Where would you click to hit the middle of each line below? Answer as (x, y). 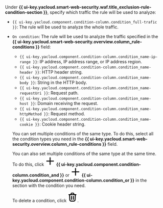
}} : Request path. (61, 93)
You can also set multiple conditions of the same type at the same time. (84, 154)
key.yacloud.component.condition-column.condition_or (71, 180)
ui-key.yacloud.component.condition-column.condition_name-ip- (92, 57)
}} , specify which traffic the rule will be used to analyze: (100, 12)
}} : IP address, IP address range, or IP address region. (87, 62)
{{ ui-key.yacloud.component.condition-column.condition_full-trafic (85, 22)
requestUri (31, 93)
